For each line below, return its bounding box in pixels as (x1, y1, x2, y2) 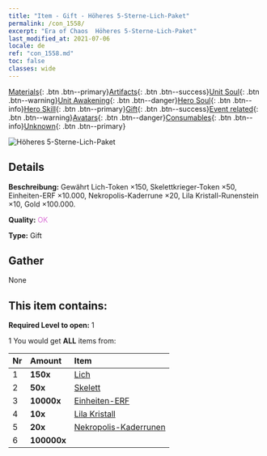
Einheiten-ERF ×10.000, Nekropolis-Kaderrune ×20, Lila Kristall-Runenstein (8, 190, 259, 200)
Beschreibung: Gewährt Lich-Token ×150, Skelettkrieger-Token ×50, (8, 181, 237, 191)
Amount (29, 356, 62, 367)
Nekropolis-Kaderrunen (74, 422, 166, 433)
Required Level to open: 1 (8, 321, 95, 330)
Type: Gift (8, 230, 42, 240)
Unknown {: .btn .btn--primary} (23, 121, 126, 130)
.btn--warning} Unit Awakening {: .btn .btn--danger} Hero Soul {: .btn (8, 95, 231, 105)
